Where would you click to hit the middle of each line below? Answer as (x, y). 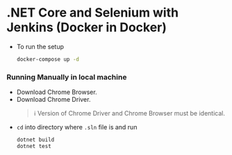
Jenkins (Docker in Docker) (87, 27)
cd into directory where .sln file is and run (77, 127)
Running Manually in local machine (67, 77)
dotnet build (35, 140)
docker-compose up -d (48, 59)
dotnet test (34, 146)
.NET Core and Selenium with (92, 13)
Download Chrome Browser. (57, 92)
